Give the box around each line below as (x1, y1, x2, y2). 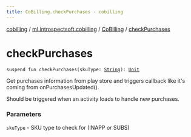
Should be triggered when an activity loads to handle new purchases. (6, 95, 180, 103)
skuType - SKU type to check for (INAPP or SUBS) (6, 124, 130, 131)
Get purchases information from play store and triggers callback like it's (6, 77, 186, 84)
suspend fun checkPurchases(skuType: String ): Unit (6, 66, 139, 72)
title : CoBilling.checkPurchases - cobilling (6, 8, 123, 15)
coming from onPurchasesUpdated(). (6, 83, 99, 91)
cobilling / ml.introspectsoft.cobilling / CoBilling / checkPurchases (6, 25, 171, 33)
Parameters (6, 110, 41, 118)
